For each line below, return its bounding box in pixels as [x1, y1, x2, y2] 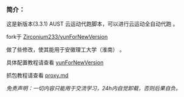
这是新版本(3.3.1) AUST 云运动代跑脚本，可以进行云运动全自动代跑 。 [6, 20, 179, 28]
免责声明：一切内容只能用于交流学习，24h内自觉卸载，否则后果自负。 [6, 85, 181, 92]
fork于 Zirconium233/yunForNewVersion [6, 33, 108, 41]
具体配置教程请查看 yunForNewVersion [6, 59, 104, 66]
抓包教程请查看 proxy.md [6, 72, 69, 79]
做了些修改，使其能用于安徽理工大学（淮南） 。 [6, 46, 125, 53]
